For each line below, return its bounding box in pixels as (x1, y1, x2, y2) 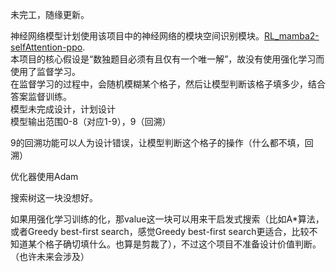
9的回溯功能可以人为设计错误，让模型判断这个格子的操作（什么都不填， (10, 137, 305, 148)
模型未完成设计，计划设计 (10, 103, 116, 115)
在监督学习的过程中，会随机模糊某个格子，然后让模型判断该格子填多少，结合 (10, 78, 326, 90)
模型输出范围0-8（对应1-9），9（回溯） (10, 116, 172, 127)
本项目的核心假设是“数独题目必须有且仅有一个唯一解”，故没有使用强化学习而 (10, 53, 325, 65)
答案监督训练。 (10, 91, 72, 102)
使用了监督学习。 (10, 66, 81, 77)
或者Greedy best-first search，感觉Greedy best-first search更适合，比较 (10, 226, 310, 237)
